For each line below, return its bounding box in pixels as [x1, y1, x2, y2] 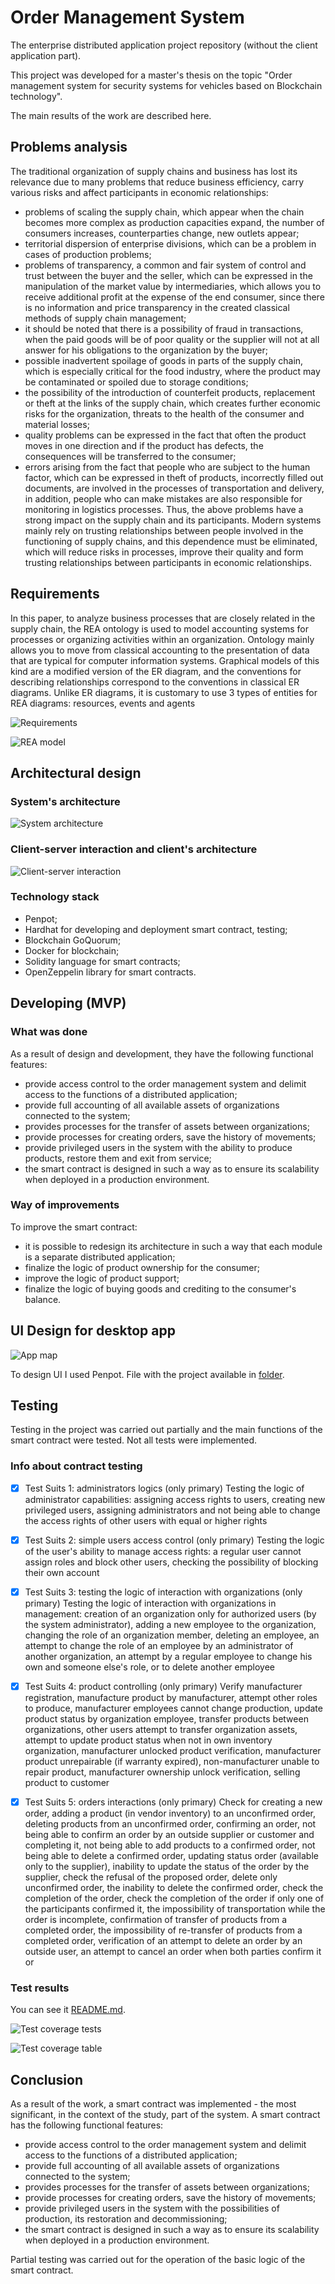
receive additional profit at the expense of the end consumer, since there [24, 291, 325, 303]
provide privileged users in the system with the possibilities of [24, 2202, 280, 2215]
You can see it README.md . [10, 2004, 126, 2016]
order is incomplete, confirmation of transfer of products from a [24, 1914, 288, 1926]
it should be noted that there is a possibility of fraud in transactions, [24, 322, 304, 335]
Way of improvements [10, 1198, 120, 1212]
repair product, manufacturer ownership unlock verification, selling [24, 1766, 301, 1778]
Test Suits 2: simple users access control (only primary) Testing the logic [24, 1534, 325, 1546]
